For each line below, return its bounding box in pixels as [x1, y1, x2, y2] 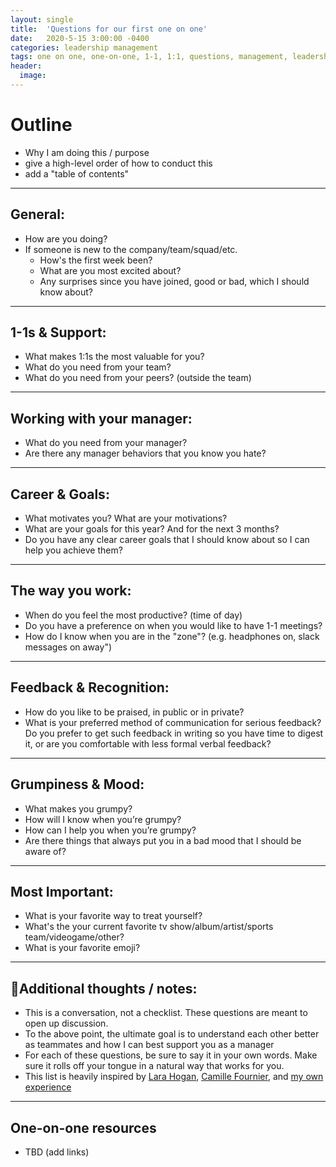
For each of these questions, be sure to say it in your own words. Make [24, 1049, 318, 1061]
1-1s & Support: [10, 324, 107, 341]
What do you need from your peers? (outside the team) [24, 372, 252, 384]
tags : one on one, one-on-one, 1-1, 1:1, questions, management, [10, 52, 288, 62]
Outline [10, 114, 73, 136]
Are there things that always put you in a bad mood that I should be [24, 834, 302, 846]
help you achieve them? [24, 544, 123, 556]
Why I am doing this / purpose [24, 146, 150, 158]
